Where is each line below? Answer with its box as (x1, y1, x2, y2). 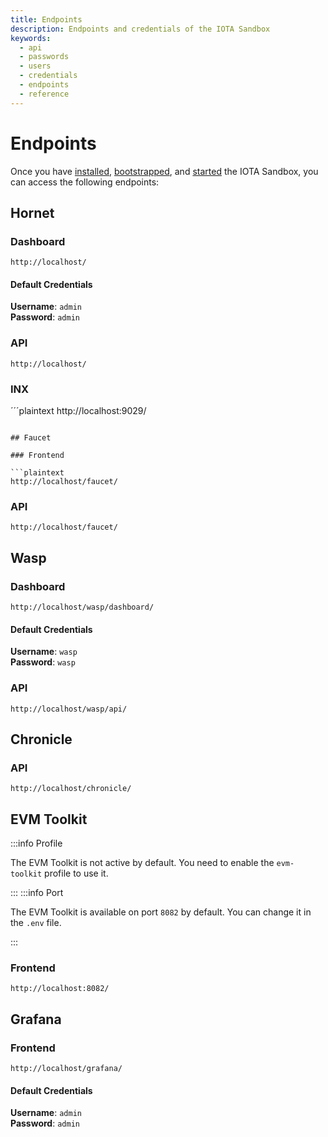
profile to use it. (44, 867, 109, 880)
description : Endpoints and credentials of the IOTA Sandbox (10, 24, 271, 34)
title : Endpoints (10, 14, 83, 25)
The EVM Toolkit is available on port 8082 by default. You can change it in (10, 906, 312, 918)
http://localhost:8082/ (10, 984, 110, 994)
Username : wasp (10, 646, 78, 658)
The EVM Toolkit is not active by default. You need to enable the (10, 857, 275, 869)
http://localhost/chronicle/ (10, 784, 132, 794)
